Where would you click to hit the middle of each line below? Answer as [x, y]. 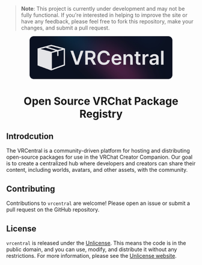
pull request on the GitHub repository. [53, 210]
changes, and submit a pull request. [65, 28]
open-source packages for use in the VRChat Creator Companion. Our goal [99, 157]
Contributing [31, 189]
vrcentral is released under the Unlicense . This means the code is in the [96, 243]
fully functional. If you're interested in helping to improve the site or [104, 15]
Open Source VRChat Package [101, 101]
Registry [101, 114]
